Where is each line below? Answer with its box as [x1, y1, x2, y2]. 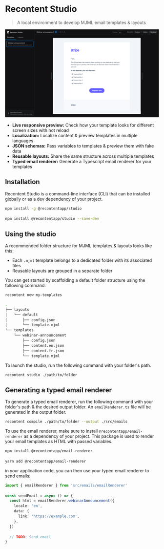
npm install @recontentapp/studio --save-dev [5, 216, 99, 221]
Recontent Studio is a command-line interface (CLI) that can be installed [5, 190, 150, 196]
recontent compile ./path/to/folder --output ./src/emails [5, 419, 128, 424]
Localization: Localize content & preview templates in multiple [12, 132, 138, 138]
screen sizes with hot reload [12, 127, 69, 133]
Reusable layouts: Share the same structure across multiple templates [12, 153, 154, 159]
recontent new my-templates [5, 293, 62, 297]
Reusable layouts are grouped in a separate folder [12, 268, 113, 274]
